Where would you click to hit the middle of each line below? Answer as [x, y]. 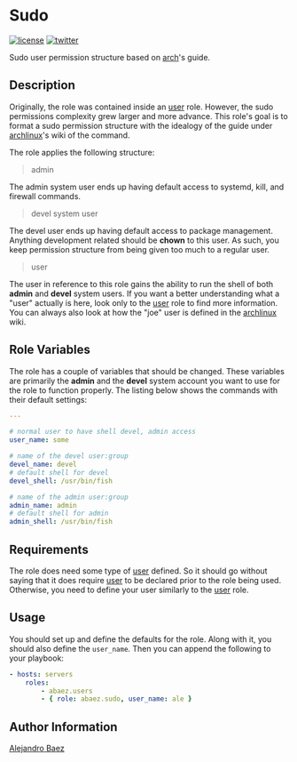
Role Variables [50, 350]
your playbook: [37, 658]
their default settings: [48, 399]
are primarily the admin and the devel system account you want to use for [145, 381]
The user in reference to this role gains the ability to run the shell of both [141, 284]
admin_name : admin [43, 505]
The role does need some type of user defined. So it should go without [138, 571]
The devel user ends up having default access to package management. [141, 230]
